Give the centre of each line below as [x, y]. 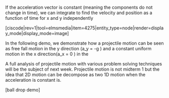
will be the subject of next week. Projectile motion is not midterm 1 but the [82, 69]
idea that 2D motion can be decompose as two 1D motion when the [75, 75]
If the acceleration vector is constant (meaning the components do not [79, 7]
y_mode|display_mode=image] [37, 33]
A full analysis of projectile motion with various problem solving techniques [84, 64]
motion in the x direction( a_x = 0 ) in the [47, 54]
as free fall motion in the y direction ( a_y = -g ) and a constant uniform [78, 48]
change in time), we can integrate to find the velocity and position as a [79, 13]
